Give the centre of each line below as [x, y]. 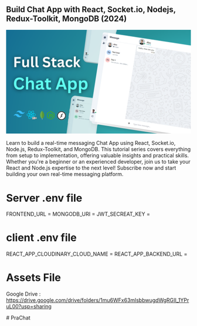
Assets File [34, 278]
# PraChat [18, 318]
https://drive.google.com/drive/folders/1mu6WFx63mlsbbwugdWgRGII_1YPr [98, 300]
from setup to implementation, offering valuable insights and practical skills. [98, 155]
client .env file [42, 238]
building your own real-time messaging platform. [65, 174]
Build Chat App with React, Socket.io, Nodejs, [91, 10]
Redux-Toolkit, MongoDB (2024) [67, 19]
